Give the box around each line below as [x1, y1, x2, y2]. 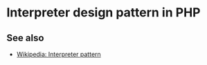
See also [6, 32, 44, 44]
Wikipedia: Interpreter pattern [16, 50, 101, 58]
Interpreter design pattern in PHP [6, 5, 201, 21]
